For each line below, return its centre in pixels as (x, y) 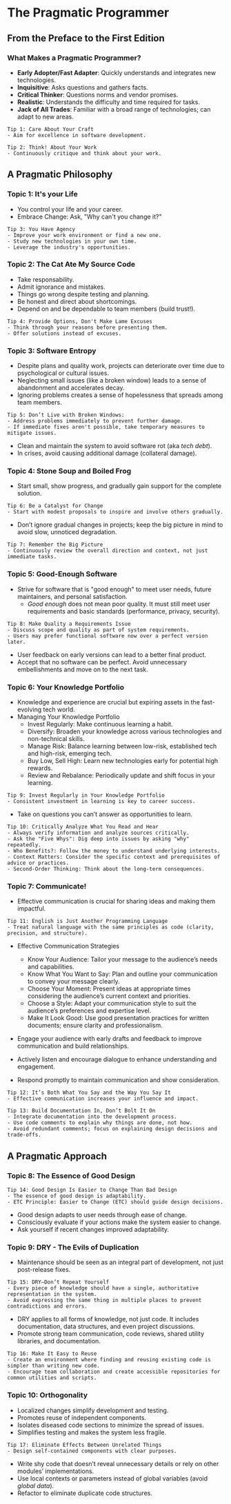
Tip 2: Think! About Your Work (52, 147)
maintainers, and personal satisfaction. (72, 596)
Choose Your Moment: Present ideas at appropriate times (109, 989)
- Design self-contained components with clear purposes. (92, 1451)
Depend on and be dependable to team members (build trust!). (106, 309)
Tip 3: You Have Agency (41, 229)
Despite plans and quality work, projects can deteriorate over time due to (121, 366)
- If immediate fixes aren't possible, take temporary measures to (106, 427)
